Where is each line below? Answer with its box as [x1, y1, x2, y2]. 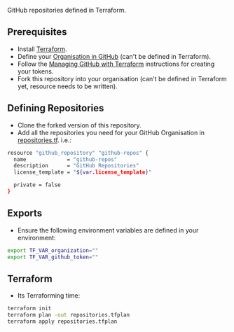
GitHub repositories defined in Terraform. [7, 6, 127, 14]
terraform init [7, 305, 52, 312]
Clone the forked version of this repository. [17, 120, 142, 129]
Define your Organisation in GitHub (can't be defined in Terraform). [17, 52, 212, 60]
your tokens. [17, 67, 54, 76]
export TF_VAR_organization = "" [7, 247, 99, 254]
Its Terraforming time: [17, 291, 81, 300]
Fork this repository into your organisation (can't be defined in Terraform [17, 74, 228, 83]
